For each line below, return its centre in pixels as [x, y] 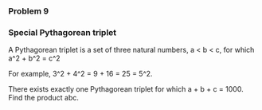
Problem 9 [29, 11]
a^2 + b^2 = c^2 [35, 58]
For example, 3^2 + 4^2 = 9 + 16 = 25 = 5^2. [80, 74]
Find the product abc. [44, 98]
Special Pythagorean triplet [63, 32]
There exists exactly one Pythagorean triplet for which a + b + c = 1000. [126, 89]
